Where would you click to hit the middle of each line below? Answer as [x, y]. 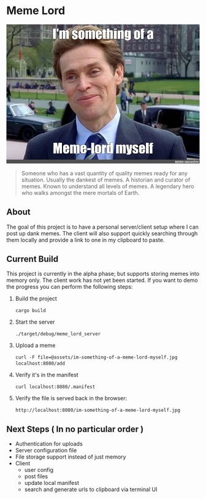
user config [39, 470]
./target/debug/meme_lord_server [58, 334]
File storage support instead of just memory [71, 457]
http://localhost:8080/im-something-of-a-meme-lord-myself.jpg [98, 410]
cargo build [30, 311]
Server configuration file [46, 451]
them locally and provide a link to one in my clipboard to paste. [86, 240]
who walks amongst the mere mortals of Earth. [80, 192]
